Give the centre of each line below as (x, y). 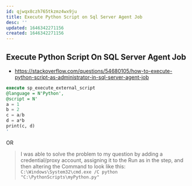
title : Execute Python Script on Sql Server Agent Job (74, 17)
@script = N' (22, 99)
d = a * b (16, 120)
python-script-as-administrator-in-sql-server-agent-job (82, 77)
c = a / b (16, 115)
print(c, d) (20, 126)
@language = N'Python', (35, 93)
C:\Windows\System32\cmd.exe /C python (69, 172)
